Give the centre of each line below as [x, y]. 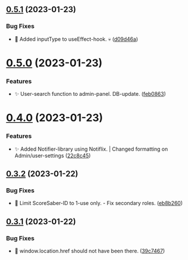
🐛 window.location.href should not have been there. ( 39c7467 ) [90, 251]
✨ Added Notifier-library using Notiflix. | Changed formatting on [91, 149]
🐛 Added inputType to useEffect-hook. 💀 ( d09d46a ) [76, 39]
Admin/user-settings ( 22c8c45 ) [53, 155]
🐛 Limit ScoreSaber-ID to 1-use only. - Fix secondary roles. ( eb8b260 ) [98, 203]
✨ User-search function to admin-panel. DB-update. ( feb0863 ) [90, 94]
